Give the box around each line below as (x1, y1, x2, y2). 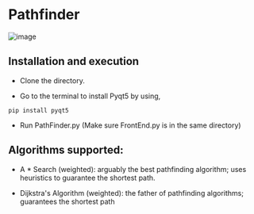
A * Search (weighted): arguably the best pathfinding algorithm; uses (19, 164, 247, 174)
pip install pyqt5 (8, 106, 69, 114)
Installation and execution (8, 55, 140, 68)
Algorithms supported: (8, 143, 124, 157)
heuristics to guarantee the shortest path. (19, 173, 156, 182)
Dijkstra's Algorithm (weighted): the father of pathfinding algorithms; (19, 188, 244, 197)
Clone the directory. (19, 75, 85, 85)
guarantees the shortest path (19, 197, 115, 206)
